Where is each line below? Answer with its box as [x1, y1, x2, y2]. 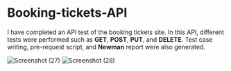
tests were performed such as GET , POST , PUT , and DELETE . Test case [7, 35, 213, 43]
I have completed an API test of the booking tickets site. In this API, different [7, 28, 224, 36]
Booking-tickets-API [7, 5, 128, 21]
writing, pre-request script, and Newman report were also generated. [7, 42, 206, 51]
